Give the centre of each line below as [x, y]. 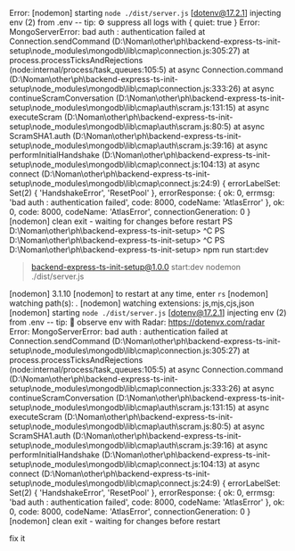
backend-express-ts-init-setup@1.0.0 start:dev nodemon [136, 267]
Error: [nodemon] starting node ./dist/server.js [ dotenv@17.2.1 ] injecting [145, 13]
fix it [17, 538]
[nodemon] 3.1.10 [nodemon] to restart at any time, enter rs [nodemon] [139, 294]
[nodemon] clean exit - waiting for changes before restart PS [121, 221]
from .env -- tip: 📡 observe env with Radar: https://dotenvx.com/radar [137, 322]
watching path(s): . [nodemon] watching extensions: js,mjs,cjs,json [132, 303]
